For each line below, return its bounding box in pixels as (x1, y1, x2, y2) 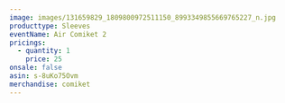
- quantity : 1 (17, 47, 70, 56)
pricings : (9, 38, 47, 47)
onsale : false (9, 64, 63, 73)
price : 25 (25, 55, 63, 64)
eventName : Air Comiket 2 (9, 30, 106, 39)
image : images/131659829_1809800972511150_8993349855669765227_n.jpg (9, 13, 277, 22)
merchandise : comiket (9, 80, 91, 89)
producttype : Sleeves (9, 21, 91, 30)
